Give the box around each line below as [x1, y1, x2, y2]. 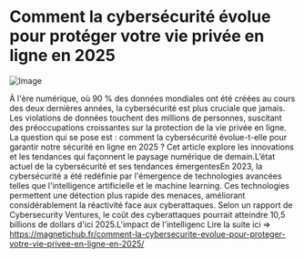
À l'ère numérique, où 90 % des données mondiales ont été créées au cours [9, 93, 296, 104]
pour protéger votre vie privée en [9, 26, 265, 46]
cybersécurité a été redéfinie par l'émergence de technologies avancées [9, 170, 282, 181]
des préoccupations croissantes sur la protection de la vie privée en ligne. [9, 121, 287, 133]
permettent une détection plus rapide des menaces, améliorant [9, 190, 246, 201]
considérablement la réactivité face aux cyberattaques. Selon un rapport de [9, 199, 293, 211]
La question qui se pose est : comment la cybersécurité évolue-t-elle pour [9, 131, 288, 142]
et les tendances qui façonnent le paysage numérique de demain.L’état [9, 150, 276, 161]
